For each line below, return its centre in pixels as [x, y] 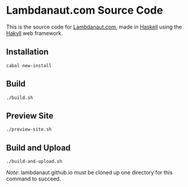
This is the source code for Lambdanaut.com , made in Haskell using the [94, 27]
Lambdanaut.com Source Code [85, 10]
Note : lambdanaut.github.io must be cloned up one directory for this [90, 173]
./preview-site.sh [29, 130]
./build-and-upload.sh [34, 161]
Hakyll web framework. [35, 33]
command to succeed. [34, 179]
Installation [27, 52]
